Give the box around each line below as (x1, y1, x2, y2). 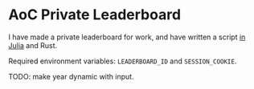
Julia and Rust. (8, 40, 58, 50)
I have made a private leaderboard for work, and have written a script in (8, 32, 246, 42)
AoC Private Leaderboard (8, 6, 182, 24)
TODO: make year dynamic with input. (8, 71, 134, 81)
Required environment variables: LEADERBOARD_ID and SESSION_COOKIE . (8, 56, 237, 66)
